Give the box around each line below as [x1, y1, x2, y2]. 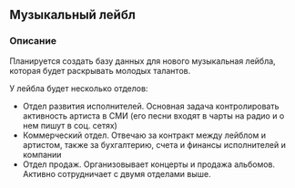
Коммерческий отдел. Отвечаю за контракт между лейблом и [22, 130, 267, 141]
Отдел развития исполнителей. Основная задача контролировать [22, 100, 280, 111]
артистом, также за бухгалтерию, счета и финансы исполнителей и [22, 139, 287, 150]
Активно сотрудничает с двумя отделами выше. [22, 168, 211, 179]
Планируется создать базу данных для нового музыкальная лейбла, [9, 55, 276, 67]
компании [22, 149, 62, 160]
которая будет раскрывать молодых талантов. [9, 65, 191, 76]
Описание [9, 35, 57, 47]
